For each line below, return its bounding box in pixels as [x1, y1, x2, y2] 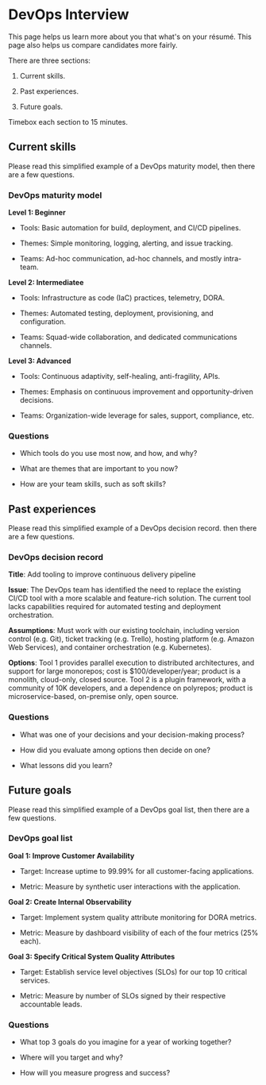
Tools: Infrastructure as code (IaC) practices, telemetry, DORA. [19, 293, 225, 303]
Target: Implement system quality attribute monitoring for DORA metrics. [19, 912, 256, 922]
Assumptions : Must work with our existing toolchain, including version [8, 626, 240, 635]
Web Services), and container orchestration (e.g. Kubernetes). [8, 643, 212, 652]
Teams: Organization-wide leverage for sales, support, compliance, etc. [19, 411, 255, 420]
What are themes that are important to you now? [19, 464, 179, 473]
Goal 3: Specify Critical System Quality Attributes [8, 952, 175, 961]
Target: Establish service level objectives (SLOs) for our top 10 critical [19, 967, 248, 976]
